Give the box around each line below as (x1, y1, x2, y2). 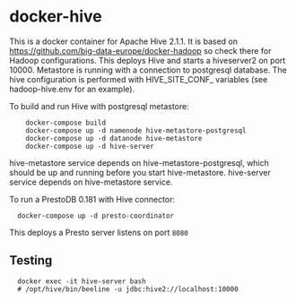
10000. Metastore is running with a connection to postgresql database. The (9, 65, 287, 75)
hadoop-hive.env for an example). (9, 83, 135, 94)
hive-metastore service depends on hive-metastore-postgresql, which (9, 157, 269, 168)
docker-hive (9, 6, 103, 27)
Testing (9, 253, 53, 268)
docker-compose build (25, 118, 106, 127)
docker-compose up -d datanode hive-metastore (25, 134, 203, 143)
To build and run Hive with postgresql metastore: (9, 100, 190, 111)
